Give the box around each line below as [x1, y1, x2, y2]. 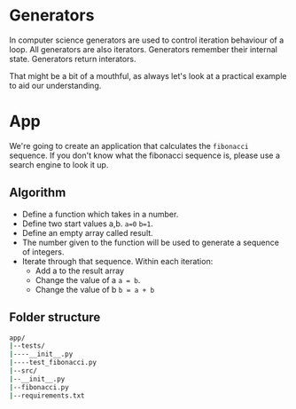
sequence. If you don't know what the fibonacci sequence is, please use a [9, 150, 281, 161]
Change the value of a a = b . [35, 274, 141, 285]
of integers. [21, 246, 65, 257]
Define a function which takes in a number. [21, 208, 179, 219]
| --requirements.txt [9, 391, 86, 400]
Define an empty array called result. [21, 227, 153, 238]
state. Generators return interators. [9, 53, 136, 64]
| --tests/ [9, 342, 46, 350]
